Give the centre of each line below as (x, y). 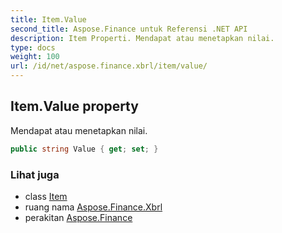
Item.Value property (74, 106)
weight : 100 (35, 57)
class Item (46, 196)
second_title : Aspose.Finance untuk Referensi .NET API (129, 29)
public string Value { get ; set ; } (84, 149)
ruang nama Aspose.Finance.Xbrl (93, 207)
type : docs (33, 47)
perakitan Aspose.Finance (78, 217)
